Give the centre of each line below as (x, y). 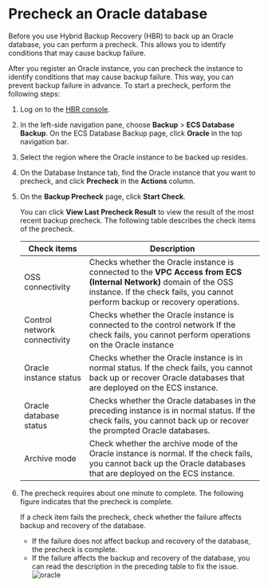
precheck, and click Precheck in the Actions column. (107, 181)
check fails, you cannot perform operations (170, 334)
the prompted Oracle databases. (150, 430)
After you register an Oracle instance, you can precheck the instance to (126, 68)
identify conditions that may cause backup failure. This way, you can (121, 77)
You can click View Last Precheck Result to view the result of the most (137, 211)
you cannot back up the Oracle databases (167, 463)
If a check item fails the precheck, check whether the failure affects (130, 517)
